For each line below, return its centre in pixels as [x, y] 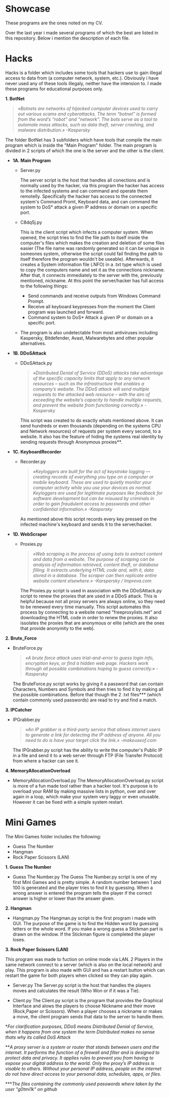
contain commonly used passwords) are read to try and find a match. [85, 700]
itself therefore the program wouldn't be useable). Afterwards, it [87, 259]
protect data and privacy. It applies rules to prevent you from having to [79, 1057]
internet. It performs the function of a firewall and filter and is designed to [82, 1052]
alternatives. [33, 343]
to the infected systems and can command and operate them [84, 191]
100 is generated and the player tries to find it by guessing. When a [83, 888]
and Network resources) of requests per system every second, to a [90, 431]
